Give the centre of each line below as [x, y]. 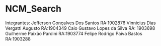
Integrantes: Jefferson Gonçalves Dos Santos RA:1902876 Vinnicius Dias [80, 23]
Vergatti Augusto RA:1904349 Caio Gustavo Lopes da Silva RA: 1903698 [80, 28]
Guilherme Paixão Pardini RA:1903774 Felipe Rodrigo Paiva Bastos [74, 33]
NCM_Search [33, 9]
